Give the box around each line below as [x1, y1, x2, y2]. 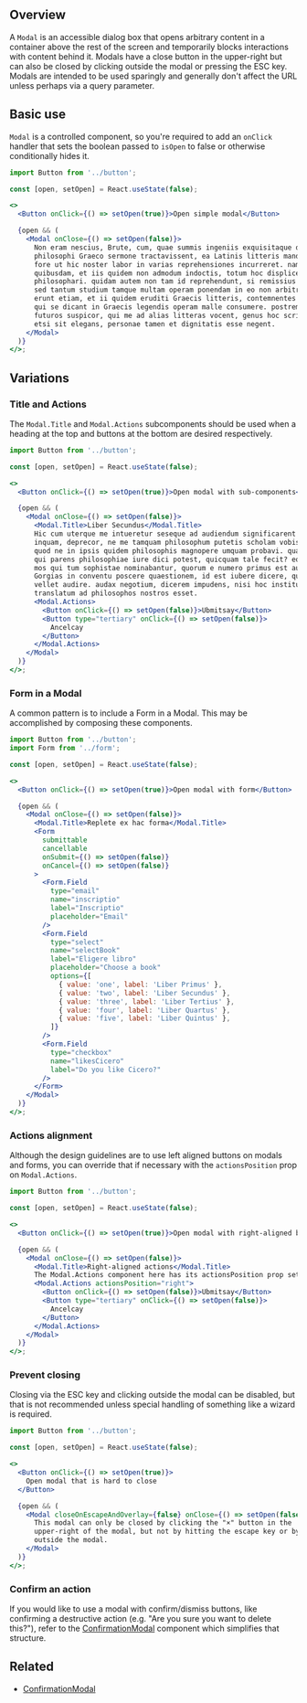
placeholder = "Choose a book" [49, 963, 162, 973]
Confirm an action [9, 1582, 91, 1595]
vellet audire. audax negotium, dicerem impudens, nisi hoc [33, 580, 268, 590]
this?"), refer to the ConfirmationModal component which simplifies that [9, 1623, 280, 1634]
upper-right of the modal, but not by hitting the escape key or [33, 1527, 288, 1537]
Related [9, 1659, 55, 1675]
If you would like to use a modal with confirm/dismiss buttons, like [9, 1603, 258, 1614]
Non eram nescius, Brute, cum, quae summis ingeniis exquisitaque [33, 242, 292, 252]
